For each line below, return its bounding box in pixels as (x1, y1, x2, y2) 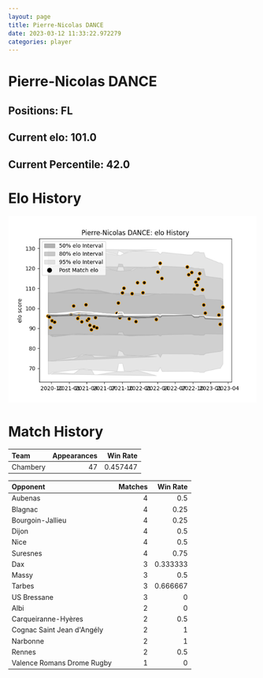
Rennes (11, 647, 37, 657)
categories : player (8, 38, 72, 46)
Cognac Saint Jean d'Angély (11, 625, 104, 635)
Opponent (11, 482, 46, 492)
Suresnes (11, 549, 43, 558)
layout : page (8, 13, 51, 21)
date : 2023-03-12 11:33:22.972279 (8, 29, 122, 37)
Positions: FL (8, 103, 73, 118)
